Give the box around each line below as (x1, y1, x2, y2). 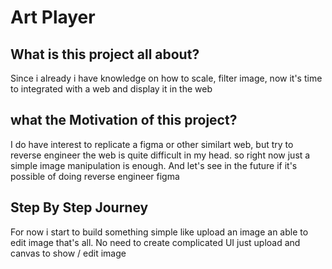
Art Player (10, 6, 96, 29)
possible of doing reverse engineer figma (10, 170, 180, 182)
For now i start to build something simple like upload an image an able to (10, 226, 309, 238)
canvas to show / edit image (10, 247, 127, 259)
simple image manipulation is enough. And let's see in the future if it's (10, 159, 298, 171)
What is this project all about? (10, 46, 200, 63)
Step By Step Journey (10, 199, 149, 216)
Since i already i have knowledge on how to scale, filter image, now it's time (10, 72, 323, 84)
